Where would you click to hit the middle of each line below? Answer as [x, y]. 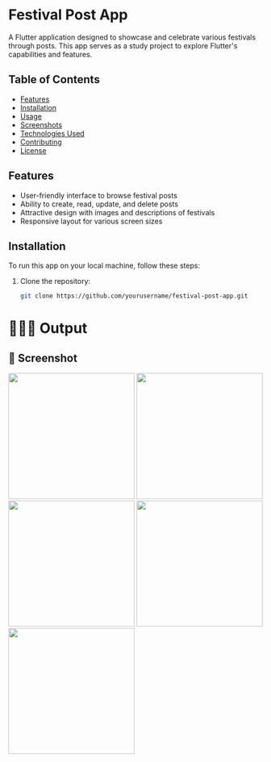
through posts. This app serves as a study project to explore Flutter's [123, 45]
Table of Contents [54, 79]
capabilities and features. [50, 54]
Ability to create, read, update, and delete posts [99, 204]
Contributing [41, 142]
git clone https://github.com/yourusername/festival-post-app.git [134, 296]
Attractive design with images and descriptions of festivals [117, 212]
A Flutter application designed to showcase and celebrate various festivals [132, 37]
